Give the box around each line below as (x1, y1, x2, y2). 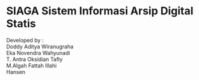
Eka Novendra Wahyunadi (6, 49, 70, 56)
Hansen (6, 68, 26, 75)
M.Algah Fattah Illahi (6, 61, 57, 69)
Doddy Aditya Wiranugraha (6, 43, 74, 50)
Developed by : (6, 36, 44, 44)
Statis (6, 17, 36, 30)
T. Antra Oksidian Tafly (6, 56, 63, 63)
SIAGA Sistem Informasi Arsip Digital (6, 4, 194, 18)
